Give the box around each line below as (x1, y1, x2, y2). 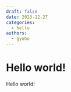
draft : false (6, 8, 38, 15)
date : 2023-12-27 (6, 14, 48, 20)
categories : (6, 19, 35, 25)
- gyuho (11, 36, 30, 42)
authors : (6, 30, 27, 36)
